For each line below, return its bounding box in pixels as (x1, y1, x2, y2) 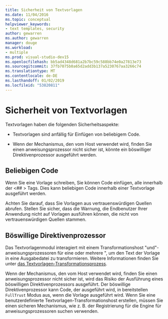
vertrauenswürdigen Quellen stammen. (5, 216, 87, 223)
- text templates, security (5, 26, 65, 31)
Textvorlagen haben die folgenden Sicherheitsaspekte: (5, 121, 120, 127)
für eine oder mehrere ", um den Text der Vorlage (57, 250, 160, 256)
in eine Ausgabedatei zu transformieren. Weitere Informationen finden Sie (5, 255, 159, 261)
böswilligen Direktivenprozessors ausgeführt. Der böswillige (5, 282, 131, 288)
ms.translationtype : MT (5, 69, 56, 74)
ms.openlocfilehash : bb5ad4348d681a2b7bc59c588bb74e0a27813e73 (5, 59, 142, 64)
